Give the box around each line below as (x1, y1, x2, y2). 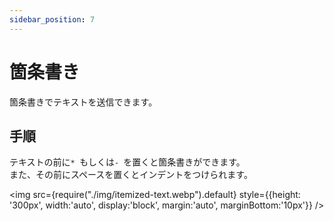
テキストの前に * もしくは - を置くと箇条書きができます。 (9, 156, 246, 168)
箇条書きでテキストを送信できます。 (9, 96, 158, 108)
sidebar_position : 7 (9, 14, 96, 25)
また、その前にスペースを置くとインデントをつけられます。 (9, 169, 253, 181)
